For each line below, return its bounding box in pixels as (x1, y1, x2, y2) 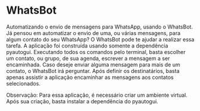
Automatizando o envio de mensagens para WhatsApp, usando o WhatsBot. (6, 23, 193, 30)
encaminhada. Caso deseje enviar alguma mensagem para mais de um (6, 61, 180, 68)
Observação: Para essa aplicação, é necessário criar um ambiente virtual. (6, 91, 188, 99)
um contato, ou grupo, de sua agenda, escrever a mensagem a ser (6, 55, 170, 62)
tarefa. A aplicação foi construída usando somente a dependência (6, 42, 168, 49)
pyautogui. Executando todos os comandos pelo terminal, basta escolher (6, 48, 186, 55)
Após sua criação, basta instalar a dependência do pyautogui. (6, 97, 158, 104)
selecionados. (6, 80, 41, 87)
